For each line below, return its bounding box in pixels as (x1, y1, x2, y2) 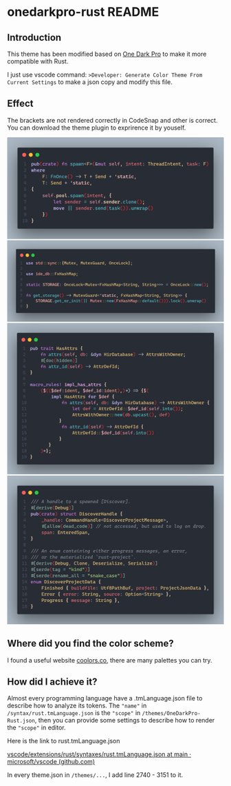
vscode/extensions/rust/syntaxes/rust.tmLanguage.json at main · (7, 750, 191, 758)
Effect (7, 98, 34, 110)
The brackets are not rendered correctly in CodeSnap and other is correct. (7, 116, 218, 124)
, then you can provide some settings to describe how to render (34, 716, 215, 725)
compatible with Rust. (7, 57, 69, 65)
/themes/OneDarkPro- (142, 710, 201, 717)
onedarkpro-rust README (7, 4, 159, 20)
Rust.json (7, 718, 36, 725)
